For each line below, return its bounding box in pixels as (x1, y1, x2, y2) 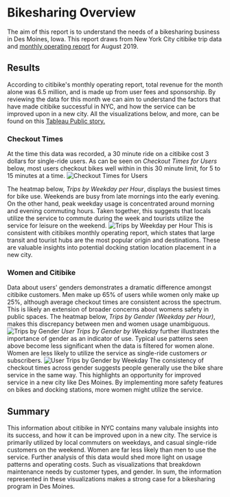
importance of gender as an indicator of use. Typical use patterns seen (7, 335, 208, 343)
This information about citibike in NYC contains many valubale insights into (7, 424, 218, 432)
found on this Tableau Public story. (7, 117, 106, 125)
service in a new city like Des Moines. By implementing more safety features (7, 378, 223, 386)
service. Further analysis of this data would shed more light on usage (7, 453, 203, 461)
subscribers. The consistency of (7, 356, 204, 365)
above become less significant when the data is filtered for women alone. (7, 342, 215, 350)
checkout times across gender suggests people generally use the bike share (7, 364, 223, 372)
